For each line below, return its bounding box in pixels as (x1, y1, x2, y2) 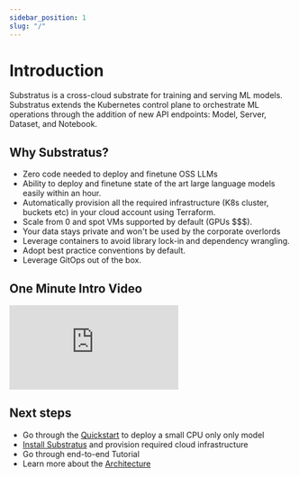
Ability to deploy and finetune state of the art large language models (22, 178, 276, 189)
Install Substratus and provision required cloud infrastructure (22, 438, 249, 450)
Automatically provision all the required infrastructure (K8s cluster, (22, 197, 269, 208)
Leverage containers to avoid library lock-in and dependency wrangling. (22, 236, 290, 247)
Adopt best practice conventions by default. (22, 245, 186, 256)
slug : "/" (9, 22, 47, 31)
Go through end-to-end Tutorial (22, 448, 140, 459)
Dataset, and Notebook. (9, 119, 97, 130)
